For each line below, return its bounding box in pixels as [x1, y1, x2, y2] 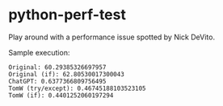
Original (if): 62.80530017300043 [8, 70, 125, 78]
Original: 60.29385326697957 [8, 63, 107, 71]
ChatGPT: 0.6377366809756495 [8, 77, 107, 85]
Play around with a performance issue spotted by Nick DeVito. [8, 32, 216, 42]
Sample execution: [8, 47, 70, 57]
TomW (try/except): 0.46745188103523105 [8, 84, 147, 92]
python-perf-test [8, 6, 127, 24]
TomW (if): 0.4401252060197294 [8, 91, 114, 100]
